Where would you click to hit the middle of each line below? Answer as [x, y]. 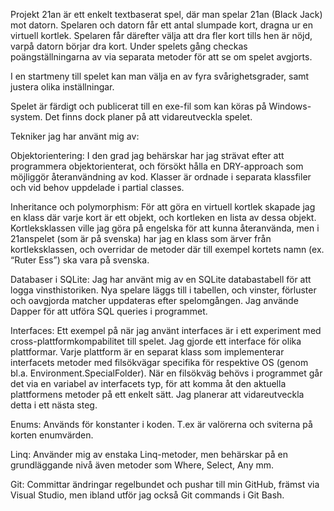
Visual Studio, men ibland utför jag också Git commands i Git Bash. [147, 495]
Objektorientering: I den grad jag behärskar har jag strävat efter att [147, 155]
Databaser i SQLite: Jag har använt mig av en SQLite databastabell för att [161, 279]
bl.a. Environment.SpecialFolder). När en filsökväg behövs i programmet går [166, 373]
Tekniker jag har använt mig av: [75, 136]
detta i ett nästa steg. [54, 405]
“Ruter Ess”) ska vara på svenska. [80, 260]
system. [26, 117]
